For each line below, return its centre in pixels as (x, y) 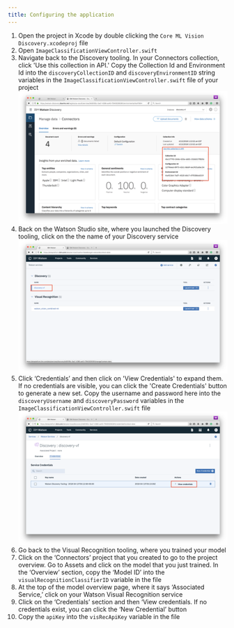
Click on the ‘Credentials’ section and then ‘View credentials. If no (112, 602)
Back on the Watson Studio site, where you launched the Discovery (114, 229)
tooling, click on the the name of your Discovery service (98, 236)
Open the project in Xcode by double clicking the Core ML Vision (111, 36)
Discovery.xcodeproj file (53, 43)
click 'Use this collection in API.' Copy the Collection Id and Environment (122, 65)
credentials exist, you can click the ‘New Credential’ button (102, 609)
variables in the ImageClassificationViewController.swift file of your (118, 79)
